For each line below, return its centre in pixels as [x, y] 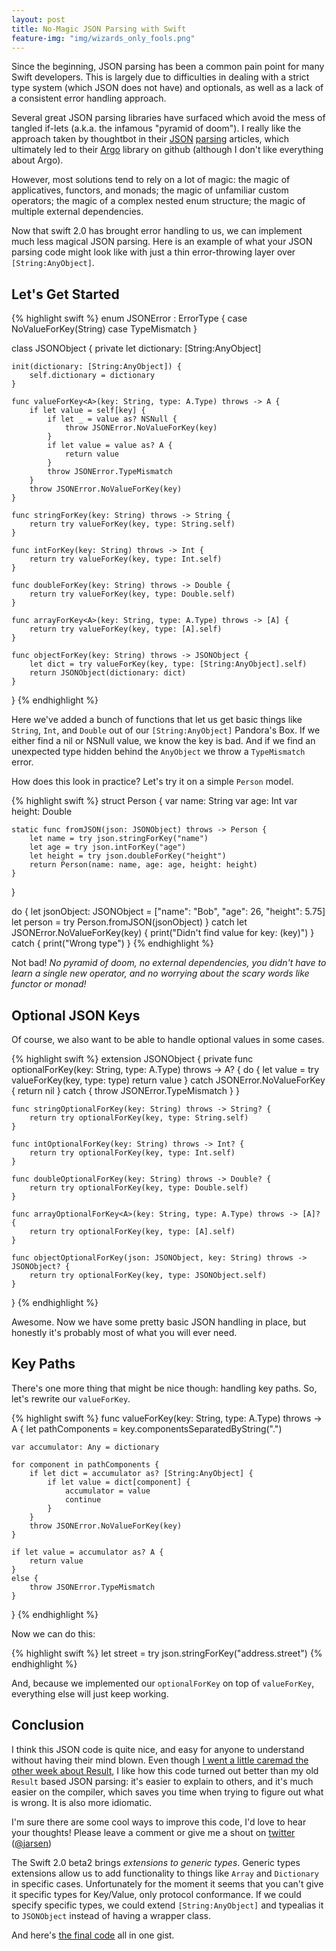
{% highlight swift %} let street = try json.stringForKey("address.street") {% [167, 1653]
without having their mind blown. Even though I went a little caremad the [160, 1760]
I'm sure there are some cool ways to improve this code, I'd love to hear [159, 1822]
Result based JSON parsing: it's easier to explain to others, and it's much [162, 1781]
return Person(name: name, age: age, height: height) [143, 865]
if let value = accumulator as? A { [87, 1552]
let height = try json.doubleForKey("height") [128, 856]
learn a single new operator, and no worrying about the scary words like [160, 973]
